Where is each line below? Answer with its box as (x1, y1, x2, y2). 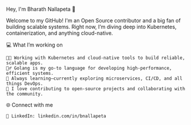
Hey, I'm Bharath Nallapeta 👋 (6, 6, 76, 12)
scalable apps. (6, 60, 43, 66)
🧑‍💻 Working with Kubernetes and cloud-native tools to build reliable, (6, 55, 185, 61)
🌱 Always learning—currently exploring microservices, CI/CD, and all (6, 75, 183, 81)
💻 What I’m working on (6, 41, 63, 48)
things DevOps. (6, 81, 43, 87)
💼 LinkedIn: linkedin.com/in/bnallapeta (6, 113, 107, 119)
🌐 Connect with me (6, 101, 53, 108)
